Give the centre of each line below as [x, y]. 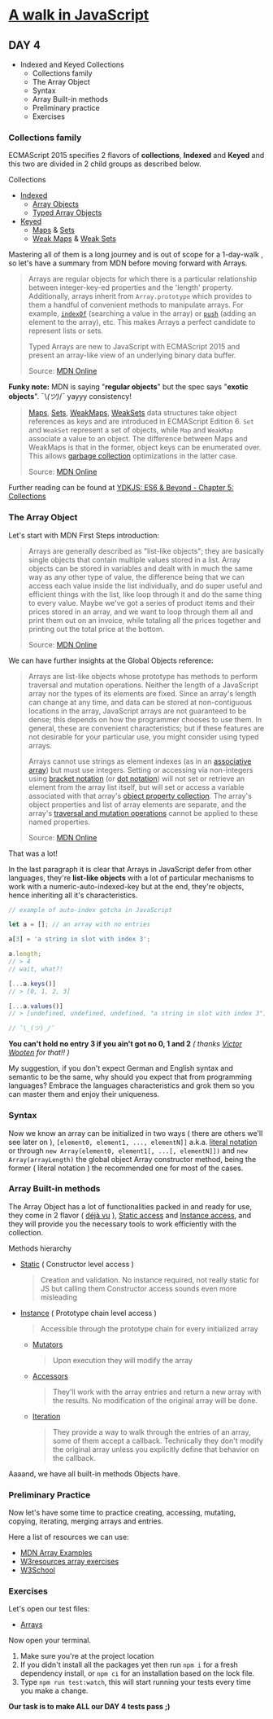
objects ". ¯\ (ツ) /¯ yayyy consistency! [70, 397]
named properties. [59, 822]
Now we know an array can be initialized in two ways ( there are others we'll [136, 1133]
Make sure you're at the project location [87, 1656]
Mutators [48, 1344]
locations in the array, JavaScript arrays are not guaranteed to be [137, 711]
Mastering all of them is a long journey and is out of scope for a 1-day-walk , [136, 255]
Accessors [50, 1376]
